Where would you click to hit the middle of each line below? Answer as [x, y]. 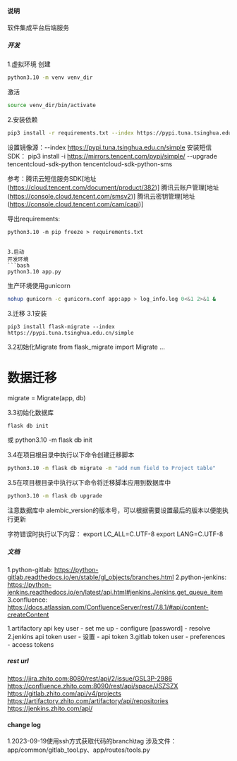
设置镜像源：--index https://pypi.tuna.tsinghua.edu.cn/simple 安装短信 [110, 147]
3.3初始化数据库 [31, 412]
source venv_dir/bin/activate [52, 106]
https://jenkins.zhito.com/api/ [50, 709]
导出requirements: [34, 218]
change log [24, 724]
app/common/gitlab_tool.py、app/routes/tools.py [79, 750]
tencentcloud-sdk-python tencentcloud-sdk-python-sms [90, 164]
